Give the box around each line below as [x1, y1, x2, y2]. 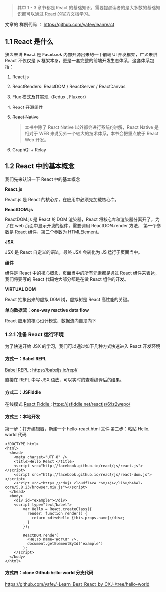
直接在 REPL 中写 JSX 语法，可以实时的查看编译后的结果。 [5, 377, 125, 383]
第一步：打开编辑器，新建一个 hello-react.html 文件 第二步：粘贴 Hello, [5, 426, 150, 431]
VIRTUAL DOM [5, 286, 36, 292]
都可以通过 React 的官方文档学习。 [21, 11, 93, 17]
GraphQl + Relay [12, 146, 46, 153]
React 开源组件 [12, 104, 43, 110]
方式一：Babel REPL [5, 355, 47, 361]
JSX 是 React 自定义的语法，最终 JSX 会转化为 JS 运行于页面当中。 [5, 249, 143, 255]
